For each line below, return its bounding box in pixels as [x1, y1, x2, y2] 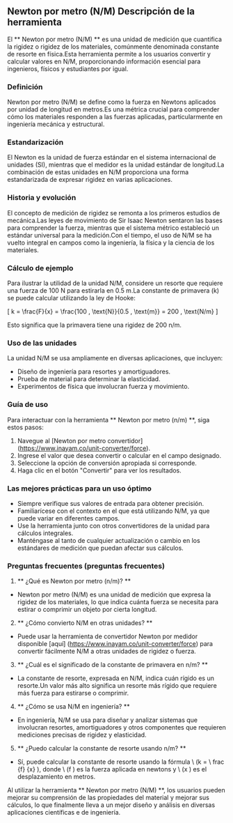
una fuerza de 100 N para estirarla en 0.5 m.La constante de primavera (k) [7, 286, 220, 295]
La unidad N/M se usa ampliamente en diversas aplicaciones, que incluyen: [7, 354, 223, 362]
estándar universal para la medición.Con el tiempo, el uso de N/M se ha [7, 231, 212, 239]
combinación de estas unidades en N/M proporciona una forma [7, 168, 189, 176]
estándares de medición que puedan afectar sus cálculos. [17, 544, 184, 552]
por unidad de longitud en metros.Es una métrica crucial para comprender [7, 105, 220, 114]
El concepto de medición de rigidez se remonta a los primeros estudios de [7, 208, 220, 217]
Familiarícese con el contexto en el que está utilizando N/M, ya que [17, 507, 210, 515]
